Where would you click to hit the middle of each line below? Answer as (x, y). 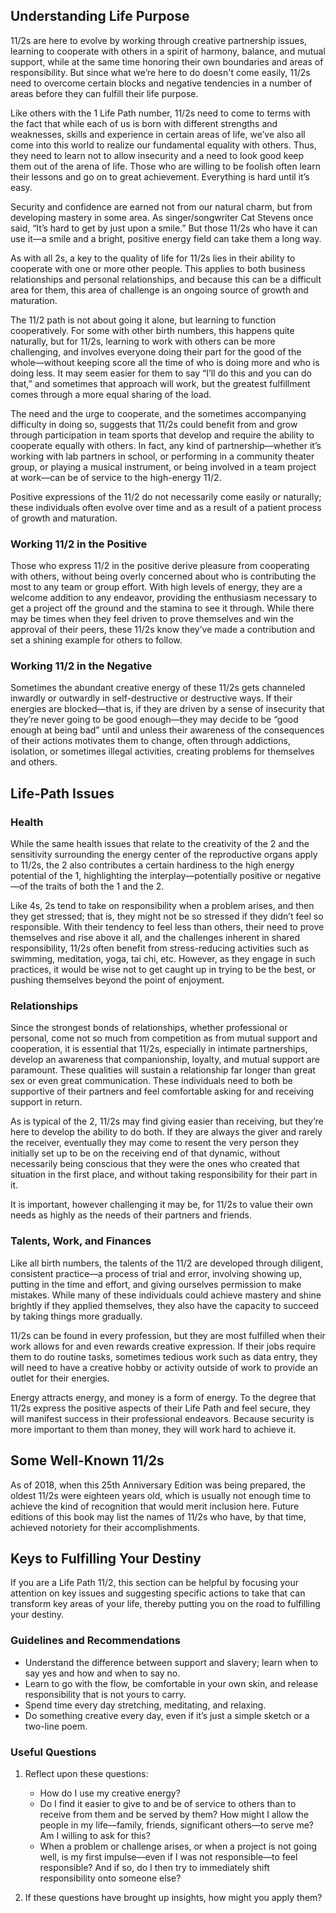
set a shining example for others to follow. (96, 640)
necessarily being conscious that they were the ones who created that (155, 1164)
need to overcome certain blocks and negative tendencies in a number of (161, 83)
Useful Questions (53, 1752)
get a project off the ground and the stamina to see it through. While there (162, 608)
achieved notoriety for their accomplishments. (105, 1527)
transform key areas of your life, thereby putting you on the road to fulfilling (165, 1604)
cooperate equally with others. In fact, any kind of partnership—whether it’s (166, 445)
